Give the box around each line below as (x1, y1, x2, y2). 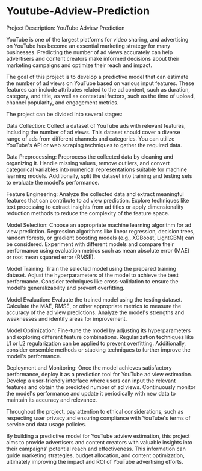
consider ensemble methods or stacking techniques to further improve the (6, 346, 191, 353)
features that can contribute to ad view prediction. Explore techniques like (6, 197, 189, 204)
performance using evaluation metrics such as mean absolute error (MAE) (6, 247, 190, 254)
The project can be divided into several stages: (6, 110, 123, 118)
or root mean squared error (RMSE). (6, 253, 95, 261)
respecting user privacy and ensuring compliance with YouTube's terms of (6, 414, 191, 422)
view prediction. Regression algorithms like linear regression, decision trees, (6, 227, 195, 235)
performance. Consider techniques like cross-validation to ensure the (6, 277, 179, 285)
